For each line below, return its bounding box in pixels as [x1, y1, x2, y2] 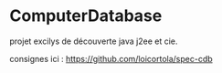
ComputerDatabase [9, 5, 163, 26]
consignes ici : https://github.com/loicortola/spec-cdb [9, 53, 213, 64]
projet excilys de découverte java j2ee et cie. [9, 36, 178, 47]
